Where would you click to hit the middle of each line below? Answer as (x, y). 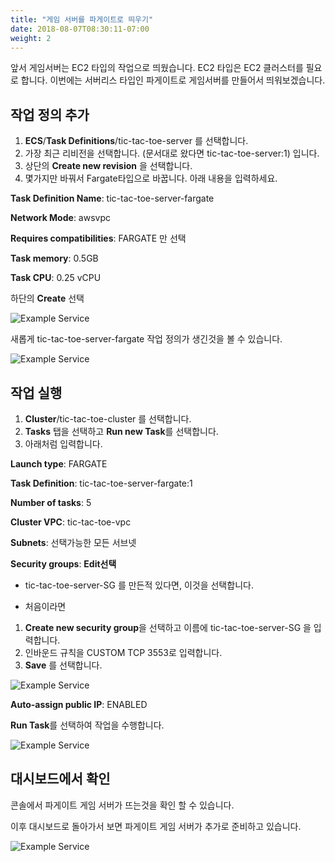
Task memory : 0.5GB (54, 258)
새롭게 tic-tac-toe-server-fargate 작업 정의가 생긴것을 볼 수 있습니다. (146, 339)
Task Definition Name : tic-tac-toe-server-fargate (112, 198)
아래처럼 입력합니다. (63, 444)
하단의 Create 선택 (47, 298)
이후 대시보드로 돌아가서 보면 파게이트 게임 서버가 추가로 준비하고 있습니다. (156, 826)
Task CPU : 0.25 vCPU (56, 278)
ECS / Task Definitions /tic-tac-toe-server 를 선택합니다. (136, 141)
